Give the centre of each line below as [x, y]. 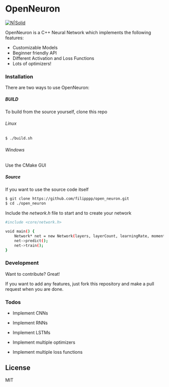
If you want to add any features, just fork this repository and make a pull [80, 284]
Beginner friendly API [34, 53]
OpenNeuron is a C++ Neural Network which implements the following [78, 32]
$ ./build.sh [19, 138]
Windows [15, 149]
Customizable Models [35, 47]
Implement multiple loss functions [48, 352]
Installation [19, 76]
